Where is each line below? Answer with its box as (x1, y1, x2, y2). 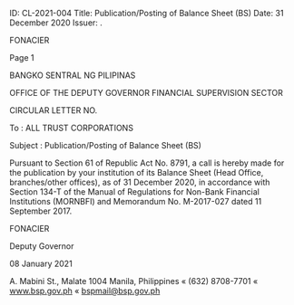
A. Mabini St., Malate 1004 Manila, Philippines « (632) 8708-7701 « (9, 276, 259, 286)
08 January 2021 (9, 258, 73, 269)
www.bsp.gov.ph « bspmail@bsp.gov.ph (9, 285, 161, 296)
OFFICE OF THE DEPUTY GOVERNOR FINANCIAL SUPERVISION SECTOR (9, 88, 283, 98)
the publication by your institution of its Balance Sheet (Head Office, (9, 167, 264, 177)
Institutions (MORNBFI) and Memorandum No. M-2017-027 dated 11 (9, 196, 262, 206)
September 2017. (9, 205, 73, 216)
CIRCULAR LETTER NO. (9, 105, 98, 116)
